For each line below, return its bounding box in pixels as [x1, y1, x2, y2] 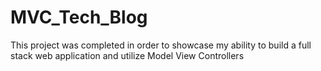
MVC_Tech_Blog [10, 6, 148, 29]
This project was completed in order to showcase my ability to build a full [10, 39, 312, 51]
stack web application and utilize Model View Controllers [10, 49, 245, 61]
